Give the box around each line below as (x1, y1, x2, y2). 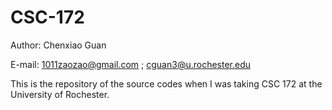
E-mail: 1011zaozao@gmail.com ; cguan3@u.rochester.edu (10, 58, 252, 70)
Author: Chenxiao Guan (10, 39, 107, 51)
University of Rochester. (10, 88, 110, 100)
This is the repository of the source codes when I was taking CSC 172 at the (10, 77, 323, 90)
